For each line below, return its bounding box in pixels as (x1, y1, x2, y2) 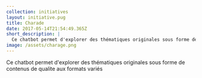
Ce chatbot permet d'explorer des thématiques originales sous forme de (6, 58, 185, 66)
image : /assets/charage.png (6, 43, 77, 49)
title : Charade (6, 20, 44, 26)
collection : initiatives (6, 8, 69, 15)
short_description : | (6, 31, 61, 37)
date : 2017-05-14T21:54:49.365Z (6, 25, 87, 32)
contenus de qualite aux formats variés (6, 65, 103, 72)
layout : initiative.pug (6, 14, 66, 20)
